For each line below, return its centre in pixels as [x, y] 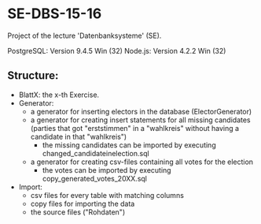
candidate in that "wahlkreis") [79, 136]
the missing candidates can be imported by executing [129, 145]
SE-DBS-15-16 [55, 14]
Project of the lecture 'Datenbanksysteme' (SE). [85, 35]
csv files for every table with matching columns [107, 195]
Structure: [33, 76]
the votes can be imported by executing [107, 170]
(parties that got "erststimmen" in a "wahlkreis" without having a [135, 128]
